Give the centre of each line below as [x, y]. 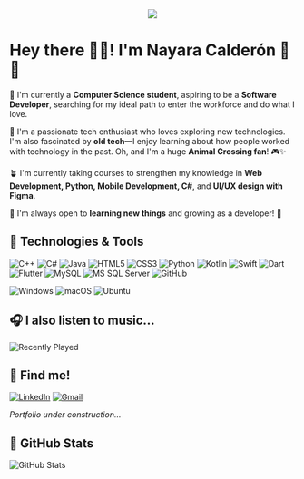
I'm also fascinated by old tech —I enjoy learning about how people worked [150, 141]
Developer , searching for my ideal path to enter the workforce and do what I [152, 104]
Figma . [23, 195]
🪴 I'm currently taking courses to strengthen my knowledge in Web [136, 172]
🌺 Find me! [40, 375]
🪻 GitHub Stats [51, 443]
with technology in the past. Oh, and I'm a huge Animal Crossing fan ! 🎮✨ [148, 151]
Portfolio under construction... [65, 415]
